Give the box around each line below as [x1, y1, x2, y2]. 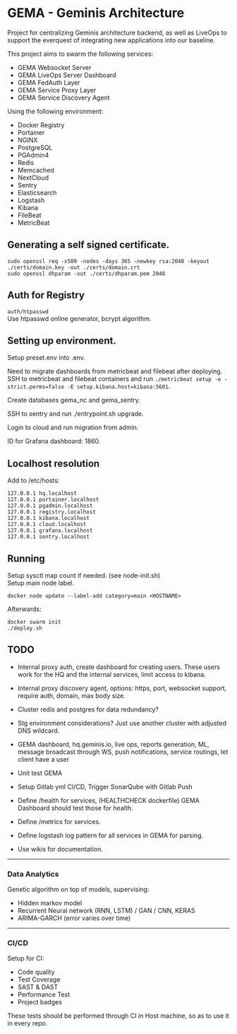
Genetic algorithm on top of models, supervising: [7, 885, 150, 894]
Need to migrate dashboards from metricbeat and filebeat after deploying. [7, 367, 223, 376]
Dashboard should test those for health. [17, 803, 133, 812]
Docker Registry [17, 120, 65, 129]
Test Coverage [17, 975, 61, 984]
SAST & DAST [17, 983, 59, 992]
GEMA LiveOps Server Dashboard [17, 71, 116, 79]
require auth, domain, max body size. [17, 691, 126, 699]
